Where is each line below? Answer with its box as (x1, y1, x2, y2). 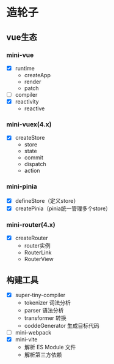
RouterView (24, 256, 54, 263)
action (24, 167, 41, 175)
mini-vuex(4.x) (6, 120, 52, 129)
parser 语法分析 (24, 307, 64, 314)
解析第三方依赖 (24, 351, 62, 358)
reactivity (15, 98, 39, 105)
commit (24, 154, 44, 161)
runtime (15, 64, 35, 72)
